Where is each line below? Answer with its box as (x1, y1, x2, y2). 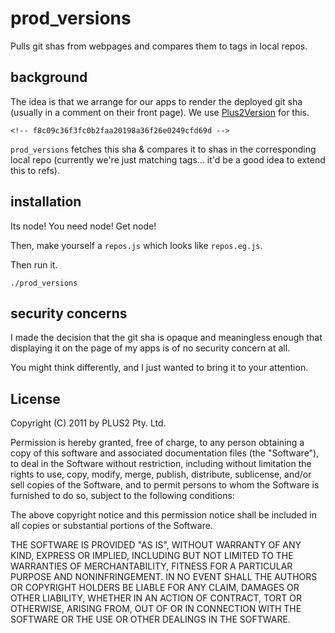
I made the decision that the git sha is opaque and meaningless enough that (10, 332, 323, 344)
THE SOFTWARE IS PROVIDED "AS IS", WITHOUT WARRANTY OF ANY (10, 539, 302, 551)
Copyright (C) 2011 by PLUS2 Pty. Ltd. (10, 417, 167, 429)
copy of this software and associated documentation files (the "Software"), (10, 447, 320, 459)
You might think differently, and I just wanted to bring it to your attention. (10, 362, 309, 374)
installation (10, 193, 82, 211)
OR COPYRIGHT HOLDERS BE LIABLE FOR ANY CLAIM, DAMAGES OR (10, 582, 300, 594)
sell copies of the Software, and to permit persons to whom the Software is (10, 479, 320, 491)
